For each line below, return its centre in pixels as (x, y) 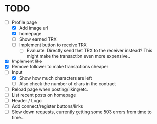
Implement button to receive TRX (53, 45)
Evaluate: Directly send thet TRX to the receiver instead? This (89, 51)
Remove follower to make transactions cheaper (60, 67)
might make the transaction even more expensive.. (78, 56)
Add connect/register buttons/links (47, 106)
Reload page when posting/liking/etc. (50, 89)
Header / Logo (27, 100)
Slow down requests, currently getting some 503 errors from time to (82, 112)
